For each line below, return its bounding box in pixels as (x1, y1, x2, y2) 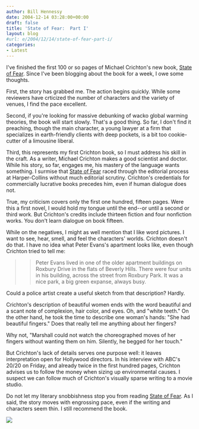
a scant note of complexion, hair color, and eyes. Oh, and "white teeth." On (6, 307, 189, 314)
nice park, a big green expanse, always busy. (35, 277, 147, 285)
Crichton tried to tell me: (6, 247, 65, 254)
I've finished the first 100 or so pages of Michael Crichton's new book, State (6, 64, 192, 71)
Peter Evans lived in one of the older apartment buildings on (35, 259, 182, 266)
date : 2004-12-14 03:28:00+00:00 (6, 14, 89, 20)
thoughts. (6, 76, 30, 83)
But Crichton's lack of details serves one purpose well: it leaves (6, 349, 162, 357)
